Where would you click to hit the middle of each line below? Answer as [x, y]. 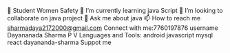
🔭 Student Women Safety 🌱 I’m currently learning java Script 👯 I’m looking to [115, 11]
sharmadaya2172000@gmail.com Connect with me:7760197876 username [113, 28]
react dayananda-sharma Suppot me [59, 42]
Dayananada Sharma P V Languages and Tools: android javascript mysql [110, 35]
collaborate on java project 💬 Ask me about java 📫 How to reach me [104, 18]
